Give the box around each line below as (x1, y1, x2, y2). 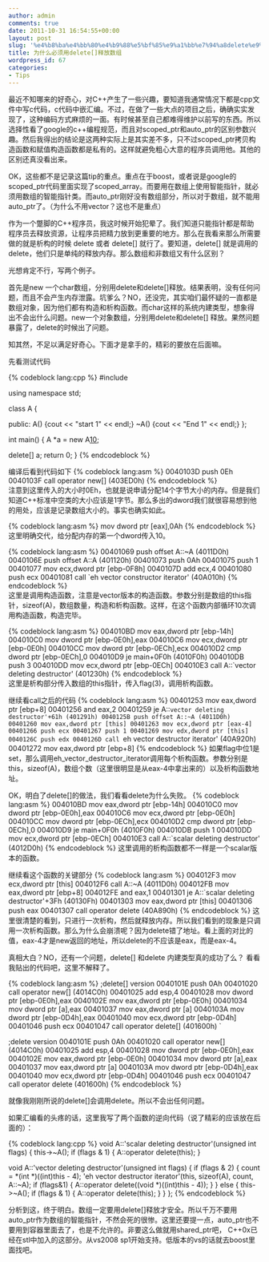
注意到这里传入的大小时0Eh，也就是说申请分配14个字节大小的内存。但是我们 (8, 485, 260, 495)
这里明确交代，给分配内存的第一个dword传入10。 (8, 530, 171, 541)
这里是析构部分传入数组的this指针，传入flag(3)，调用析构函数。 (8, 678, 218, 688)
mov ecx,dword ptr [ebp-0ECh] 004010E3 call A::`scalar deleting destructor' (8, 834, 260, 843)
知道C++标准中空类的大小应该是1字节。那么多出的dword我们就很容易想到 (8, 495, 251, 504)
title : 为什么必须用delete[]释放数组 (8, 49, 122, 57)
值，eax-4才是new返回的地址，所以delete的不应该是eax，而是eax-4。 (8, 935, 242, 945)
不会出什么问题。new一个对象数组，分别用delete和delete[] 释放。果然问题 (14, 312, 260, 322)
